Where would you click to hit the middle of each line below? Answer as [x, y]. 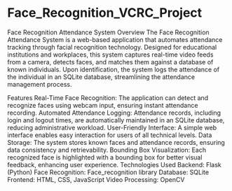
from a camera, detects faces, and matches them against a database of [110, 62]
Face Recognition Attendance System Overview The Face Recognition [108, 32]
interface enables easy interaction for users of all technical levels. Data [110, 135]
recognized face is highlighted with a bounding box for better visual [105, 157]
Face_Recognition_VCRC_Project [105, 13]
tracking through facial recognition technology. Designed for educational [112, 47]
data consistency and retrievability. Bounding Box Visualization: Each [107, 150]
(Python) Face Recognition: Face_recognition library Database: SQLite [108, 172]
